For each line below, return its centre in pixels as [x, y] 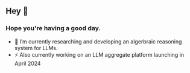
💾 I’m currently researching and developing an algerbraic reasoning [98, 41]
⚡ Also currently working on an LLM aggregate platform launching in [99, 54]
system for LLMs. [36, 48]
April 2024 [27, 63]
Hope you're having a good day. [53, 28]
